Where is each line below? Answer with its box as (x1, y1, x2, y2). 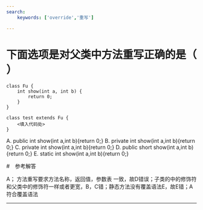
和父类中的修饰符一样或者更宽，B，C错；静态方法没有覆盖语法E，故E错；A (6, 183, 193, 191)
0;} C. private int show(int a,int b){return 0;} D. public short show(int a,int (6, 143, 187, 151)
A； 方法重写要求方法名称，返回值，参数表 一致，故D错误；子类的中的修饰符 (6, 176, 197, 183)
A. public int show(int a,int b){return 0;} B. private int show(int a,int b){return (6, 137, 195, 145)
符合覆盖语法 (6, 191, 38, 198)
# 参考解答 (6, 163, 36, 170)
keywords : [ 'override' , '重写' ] (17, 15, 94, 21)
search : (6, 8, 26, 15)
